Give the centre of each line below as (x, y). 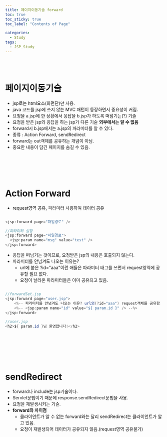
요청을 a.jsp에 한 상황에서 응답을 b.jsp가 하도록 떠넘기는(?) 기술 (74, 115)
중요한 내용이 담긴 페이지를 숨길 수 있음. (51, 147)
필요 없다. (39, 274)
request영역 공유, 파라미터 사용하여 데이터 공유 (58, 208)
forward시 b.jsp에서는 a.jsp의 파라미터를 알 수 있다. (63, 128)
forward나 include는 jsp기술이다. (45, 391)
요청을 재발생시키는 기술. (36, 404)
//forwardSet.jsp (23, 294)
